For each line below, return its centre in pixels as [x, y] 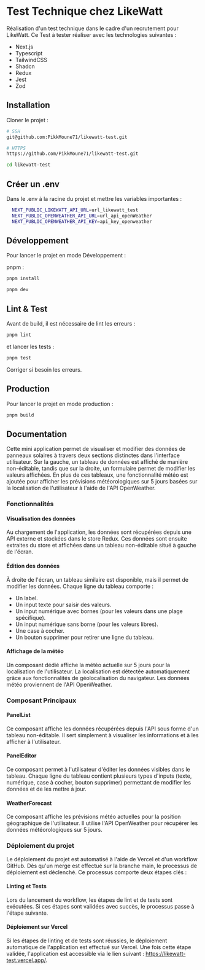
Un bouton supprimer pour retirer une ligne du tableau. [85, 637]
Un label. [26, 598]
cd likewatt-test [29, 165]
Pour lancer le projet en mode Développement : [66, 256]
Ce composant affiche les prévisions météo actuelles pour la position [94, 817]
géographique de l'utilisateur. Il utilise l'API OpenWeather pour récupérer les [102, 823]
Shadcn [25, 66]
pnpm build [20, 415]
